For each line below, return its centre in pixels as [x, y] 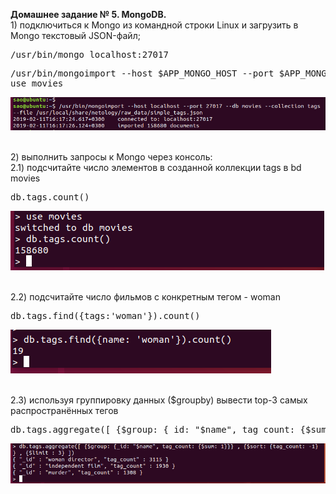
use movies [37, 83]
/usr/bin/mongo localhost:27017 [89, 54]
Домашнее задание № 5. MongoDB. [88, 14]
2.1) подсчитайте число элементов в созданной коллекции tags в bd [156, 168]
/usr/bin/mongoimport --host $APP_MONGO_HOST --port [142, 73]
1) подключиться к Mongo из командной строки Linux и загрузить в [154, 25]
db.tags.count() [50, 197]
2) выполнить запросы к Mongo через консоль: [111, 157]
